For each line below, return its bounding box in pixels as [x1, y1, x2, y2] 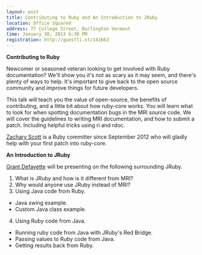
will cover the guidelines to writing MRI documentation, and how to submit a [6, 115, 195, 122]
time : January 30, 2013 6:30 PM [6, 31, 87, 37]
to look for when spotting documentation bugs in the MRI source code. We [6, 109, 191, 116]
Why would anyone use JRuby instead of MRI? [14, 181, 131, 188]
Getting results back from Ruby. [14, 242, 94, 249]
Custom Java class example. [14, 206, 86, 213]
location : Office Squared [6, 20, 71, 26]
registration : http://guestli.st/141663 [6, 37, 110, 43]
